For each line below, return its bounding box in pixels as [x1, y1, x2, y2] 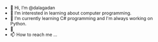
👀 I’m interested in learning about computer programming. [10, 10, 132, 16]
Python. [10, 20, 27, 26]
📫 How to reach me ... [10, 31, 57, 37]
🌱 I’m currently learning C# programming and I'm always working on [10, 15, 153, 21]
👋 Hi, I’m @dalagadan [10, 5, 55, 10]
